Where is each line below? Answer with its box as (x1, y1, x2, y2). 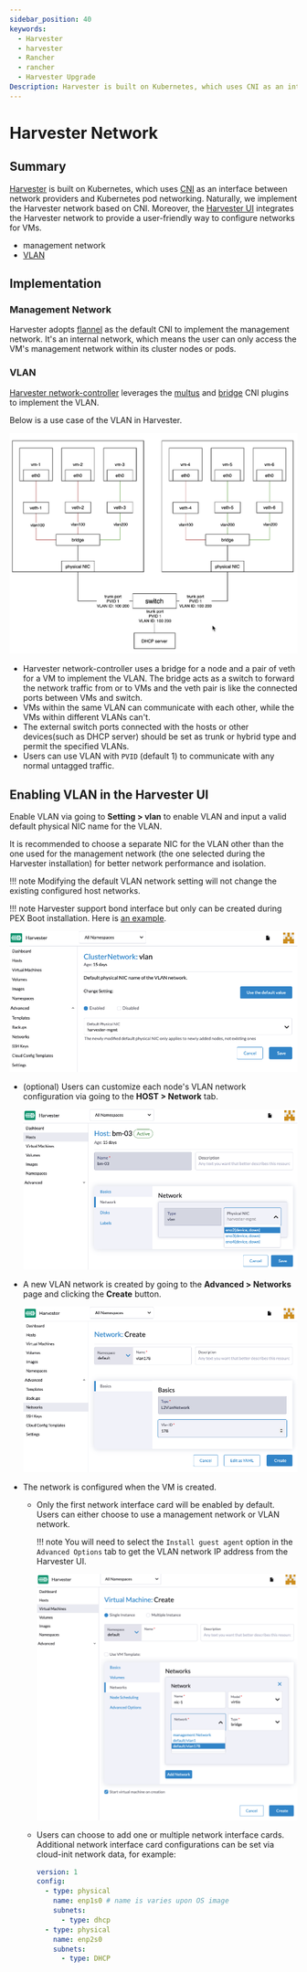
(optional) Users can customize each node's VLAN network (22, 1081, 247, 1092)
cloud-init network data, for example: (36, 1849, 176, 1860)
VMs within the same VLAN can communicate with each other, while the (22, 702, 295, 713)
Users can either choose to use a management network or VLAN (36, 1509, 281, 1521)
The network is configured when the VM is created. (22, 1481, 217, 1493)
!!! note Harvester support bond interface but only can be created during (9, 903, 282, 914)
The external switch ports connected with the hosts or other (22, 722, 249, 733)
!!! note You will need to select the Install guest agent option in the (36, 1536, 294, 1548)
